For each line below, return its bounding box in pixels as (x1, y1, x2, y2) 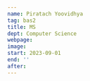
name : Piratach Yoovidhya (7, 10, 83, 18)
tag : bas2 (7, 17, 37, 24)
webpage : (7, 37, 33, 44)
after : (7, 63, 27, 70)
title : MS (7, 23, 37, 30)
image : (7, 43, 27, 50)
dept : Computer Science (7, 30, 77, 37)
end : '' (7, 56, 30, 63)
